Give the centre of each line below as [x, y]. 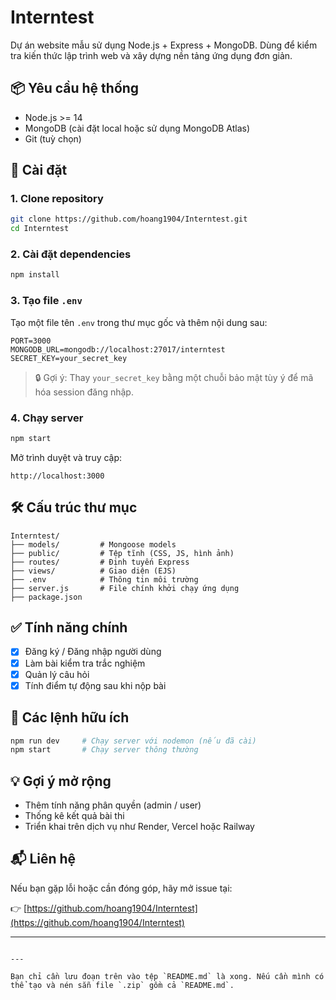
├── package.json [46, 597]
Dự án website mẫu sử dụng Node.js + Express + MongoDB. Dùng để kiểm [164, 45]
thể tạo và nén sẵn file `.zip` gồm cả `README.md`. [122, 985]
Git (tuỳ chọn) [53, 138]
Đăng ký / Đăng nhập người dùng [93, 652]
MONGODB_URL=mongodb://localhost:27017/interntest [118, 349]
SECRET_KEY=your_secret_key [69, 358]
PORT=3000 [31, 341]
